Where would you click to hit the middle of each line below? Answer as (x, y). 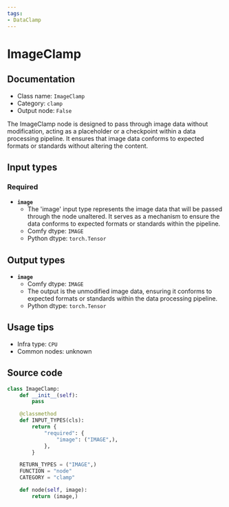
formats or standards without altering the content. (78, 146)
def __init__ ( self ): (49, 395)
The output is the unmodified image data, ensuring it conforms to (120, 291)
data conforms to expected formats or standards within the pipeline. (124, 224)
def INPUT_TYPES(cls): (52, 420)
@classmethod (38, 414)
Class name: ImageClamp (51, 96)
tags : (15, 13)
